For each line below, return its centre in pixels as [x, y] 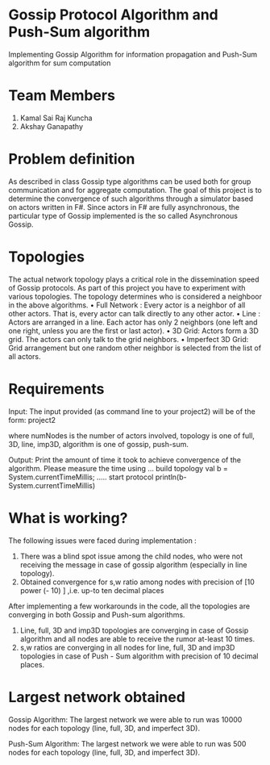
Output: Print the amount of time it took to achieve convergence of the [125, 460]
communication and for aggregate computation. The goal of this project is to [135, 190]
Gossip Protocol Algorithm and [114, 15]
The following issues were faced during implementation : [103, 540]
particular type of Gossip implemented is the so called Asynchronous [123, 215]
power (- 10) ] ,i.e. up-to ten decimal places [92, 590]
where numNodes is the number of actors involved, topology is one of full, [132, 435]
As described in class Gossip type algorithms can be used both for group [130, 181]
